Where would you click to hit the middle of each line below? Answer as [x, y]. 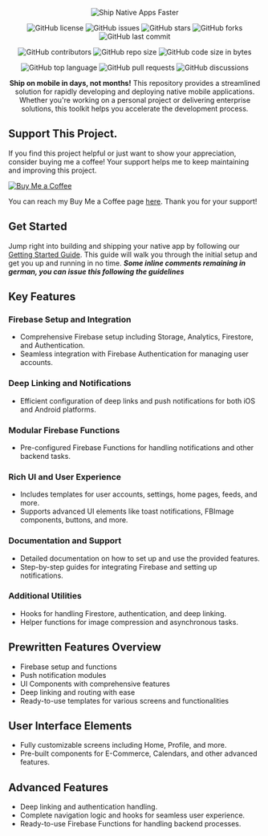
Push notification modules [63, 675]
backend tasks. [45, 456]
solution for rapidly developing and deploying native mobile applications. [135, 91]
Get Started [38, 227]
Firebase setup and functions [69, 667]
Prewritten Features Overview [85, 647]
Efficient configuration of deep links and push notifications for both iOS [138, 400]
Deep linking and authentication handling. [89, 807]
